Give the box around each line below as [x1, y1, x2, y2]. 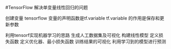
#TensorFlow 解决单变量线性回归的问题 [5, 5, 88, 10]
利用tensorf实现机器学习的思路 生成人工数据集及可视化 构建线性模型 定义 [5, 32, 159, 38]
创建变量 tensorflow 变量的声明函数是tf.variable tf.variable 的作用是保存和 [5, 15, 160, 21]
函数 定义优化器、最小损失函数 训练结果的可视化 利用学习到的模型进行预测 [9, 38, 166, 44]
